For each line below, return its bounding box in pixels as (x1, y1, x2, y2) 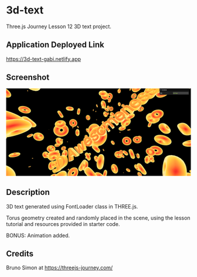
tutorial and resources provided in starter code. (6, 220, 120, 227)
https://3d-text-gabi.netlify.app (6, 55, 81, 62)
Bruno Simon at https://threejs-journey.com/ (6, 264, 113, 271)
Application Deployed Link (6, 40, 104, 50)
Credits (6, 248, 34, 258)
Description (6, 187, 50, 197)
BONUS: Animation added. (6, 232, 70, 239)
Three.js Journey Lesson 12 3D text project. (6, 23, 111, 30)
